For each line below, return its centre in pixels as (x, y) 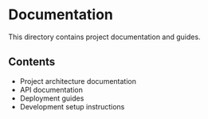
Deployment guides (52, 98)
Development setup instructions (72, 106)
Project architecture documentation (78, 81)
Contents (32, 62)
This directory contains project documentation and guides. (104, 37)
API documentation (51, 89)
